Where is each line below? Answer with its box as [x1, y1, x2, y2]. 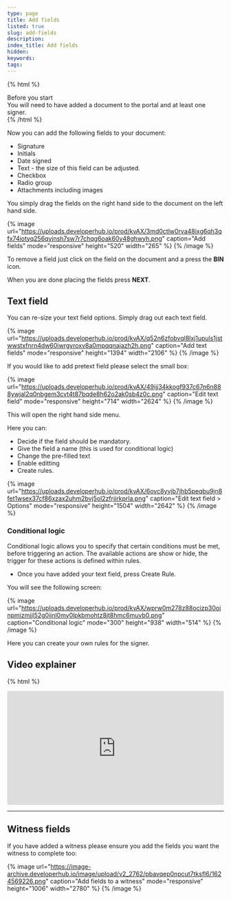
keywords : [7, 55, 36, 62]
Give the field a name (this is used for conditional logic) [16, 445, 174, 453]
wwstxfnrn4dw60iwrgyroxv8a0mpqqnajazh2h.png [7, 342, 151, 350]
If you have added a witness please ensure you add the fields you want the [7, 841, 220, 850]
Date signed [16, 156, 52, 165]
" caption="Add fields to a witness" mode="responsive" [45, 877, 204, 885]
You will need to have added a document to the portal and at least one [7, 100, 206, 109]
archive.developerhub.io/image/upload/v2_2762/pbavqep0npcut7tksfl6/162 [7, 869, 222, 878]
